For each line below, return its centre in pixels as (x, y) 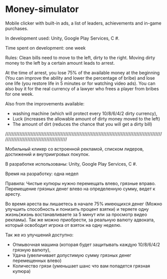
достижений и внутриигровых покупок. (48, 154)
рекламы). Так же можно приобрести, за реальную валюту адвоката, (80, 220)
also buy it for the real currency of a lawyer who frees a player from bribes (82, 88)
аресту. (13, 194)
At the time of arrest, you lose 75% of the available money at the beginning (82, 73)
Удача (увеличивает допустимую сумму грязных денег (72, 255)
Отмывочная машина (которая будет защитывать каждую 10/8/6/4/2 (86, 244)
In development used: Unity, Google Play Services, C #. (62, 38)
